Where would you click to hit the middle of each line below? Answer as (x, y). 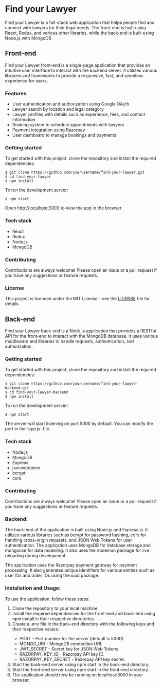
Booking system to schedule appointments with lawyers (68, 125)
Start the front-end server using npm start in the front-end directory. (81, 669)
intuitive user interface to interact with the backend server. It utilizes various (81, 70)
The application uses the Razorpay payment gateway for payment (71, 565)
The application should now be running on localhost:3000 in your (78, 675)
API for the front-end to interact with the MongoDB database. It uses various (81, 336)
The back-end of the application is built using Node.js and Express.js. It (77, 530)
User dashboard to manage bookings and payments (64, 135)
